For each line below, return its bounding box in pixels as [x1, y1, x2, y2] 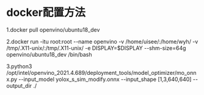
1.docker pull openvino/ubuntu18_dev [6, 26, 100, 33]
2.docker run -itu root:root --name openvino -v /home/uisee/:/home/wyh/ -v [6, 38, 199, 45]
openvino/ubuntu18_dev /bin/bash [6, 51, 92, 58]
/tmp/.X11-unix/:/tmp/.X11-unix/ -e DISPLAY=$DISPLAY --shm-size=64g [6, 44, 186, 52]
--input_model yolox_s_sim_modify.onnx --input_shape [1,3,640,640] [18, 76, 192, 83]
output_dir [6, 82, 32, 89]
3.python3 [6, 62, 32, 70]
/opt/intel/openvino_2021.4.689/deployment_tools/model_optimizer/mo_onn [6, 69, 197, 76]
